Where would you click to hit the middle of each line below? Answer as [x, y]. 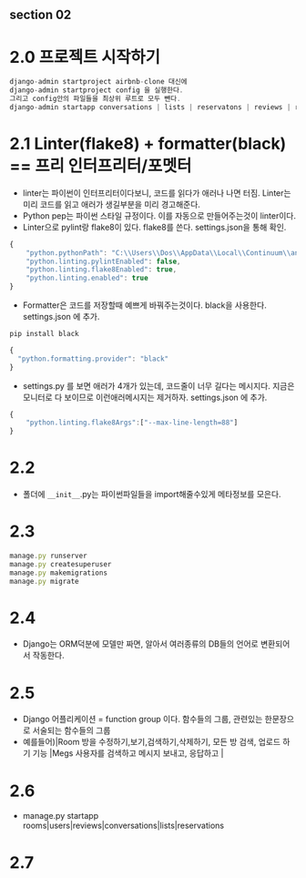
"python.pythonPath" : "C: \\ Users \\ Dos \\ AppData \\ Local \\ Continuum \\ [158, 253]
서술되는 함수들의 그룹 [71, 730]
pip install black [44, 334]
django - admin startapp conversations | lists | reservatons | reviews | [150, 107]
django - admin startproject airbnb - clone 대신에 [99, 82]
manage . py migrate [44, 581]
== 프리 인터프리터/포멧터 [101, 166]
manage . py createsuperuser [61, 564]
